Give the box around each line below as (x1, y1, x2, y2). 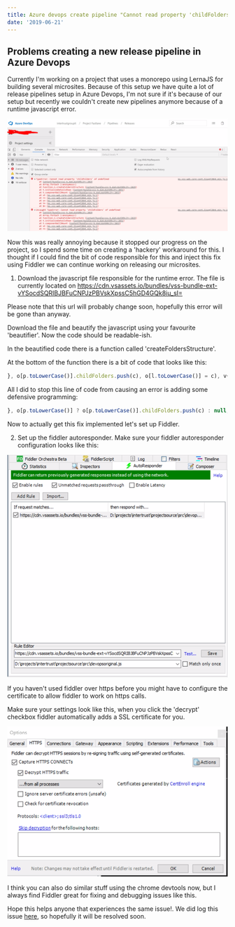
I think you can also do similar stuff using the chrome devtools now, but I (7, 884, 216, 892)
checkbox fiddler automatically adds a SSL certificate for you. (7, 712, 185, 721)
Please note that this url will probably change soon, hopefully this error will (7, 302, 222, 311)
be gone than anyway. (7, 310, 71, 318)
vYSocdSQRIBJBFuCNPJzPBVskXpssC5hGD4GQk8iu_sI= (17, 289, 183, 297)
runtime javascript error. (7, 105, 77, 114)
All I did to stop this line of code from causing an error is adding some (7, 386, 208, 394)
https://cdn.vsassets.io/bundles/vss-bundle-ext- (77, 281, 218, 290)
